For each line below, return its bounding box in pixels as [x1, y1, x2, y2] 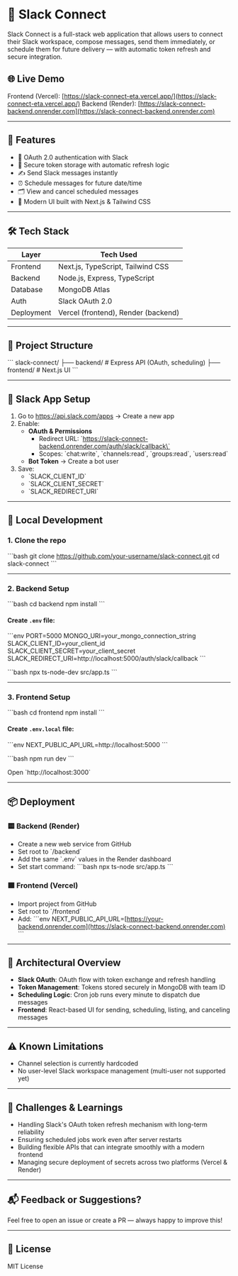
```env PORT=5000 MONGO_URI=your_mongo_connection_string [7, 632, 196, 640]
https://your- [126, 914, 164, 923]
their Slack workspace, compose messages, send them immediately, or [7, 37, 216, 45]
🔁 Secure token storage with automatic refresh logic [17, 160, 170, 169]
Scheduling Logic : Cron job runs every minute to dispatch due [17, 990, 200, 999]
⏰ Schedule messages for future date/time [17, 179, 142, 187]
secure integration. [7, 52, 62, 61]
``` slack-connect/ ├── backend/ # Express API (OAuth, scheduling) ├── [7, 358, 221, 367]
